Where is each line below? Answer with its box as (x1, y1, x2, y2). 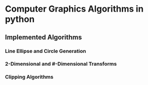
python (5, 14, 35, 25)
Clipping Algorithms (5, 74, 53, 81)
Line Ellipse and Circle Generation (5, 48, 86, 54)
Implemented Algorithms (5, 33, 82, 41)
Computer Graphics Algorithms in (5, 3, 144, 15)
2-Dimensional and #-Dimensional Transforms (5, 61, 117, 68)
